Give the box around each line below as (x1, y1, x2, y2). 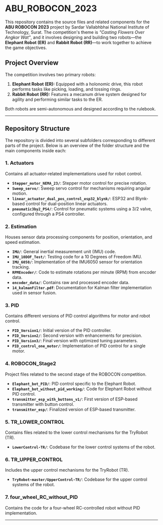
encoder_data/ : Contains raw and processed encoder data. (12, 280, 130, 286)
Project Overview (5, 59, 59, 67)
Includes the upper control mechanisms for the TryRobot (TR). (5, 467, 130, 473)
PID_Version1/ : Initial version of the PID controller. (12, 328, 112, 334)
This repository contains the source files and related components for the (5, 19, 150, 25)
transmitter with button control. (12, 401, 74, 407)
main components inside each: (5, 147, 66, 153)
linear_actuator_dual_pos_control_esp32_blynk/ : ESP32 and (12, 195, 135, 201)
